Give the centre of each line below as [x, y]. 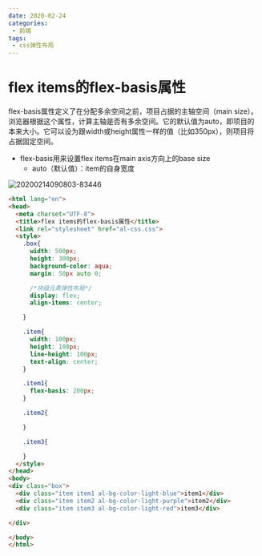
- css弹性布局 [33, 46]
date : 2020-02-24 [37, 16]
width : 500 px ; [53, 252]
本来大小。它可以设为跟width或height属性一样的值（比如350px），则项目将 [131, 131]
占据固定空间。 [33, 142]
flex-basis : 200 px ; [62, 391]
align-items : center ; [66, 303]
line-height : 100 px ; [64, 354]
